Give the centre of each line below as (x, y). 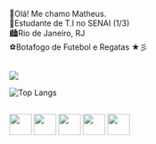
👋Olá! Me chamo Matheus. (58, 14)
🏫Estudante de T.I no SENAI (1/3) (70, 23)
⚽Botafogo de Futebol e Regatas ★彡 (78, 47)
